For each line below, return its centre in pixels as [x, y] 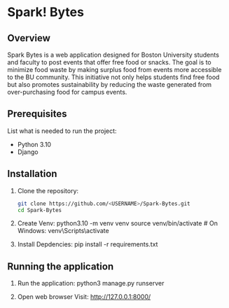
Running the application [61, 266]
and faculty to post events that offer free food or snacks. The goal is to [109, 62]
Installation [32, 174]
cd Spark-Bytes [40, 210]
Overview [29, 38]
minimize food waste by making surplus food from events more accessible [114, 70]
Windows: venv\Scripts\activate [63, 231]
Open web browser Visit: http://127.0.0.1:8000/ [84, 297]
